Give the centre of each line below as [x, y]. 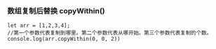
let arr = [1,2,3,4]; [39, 26]
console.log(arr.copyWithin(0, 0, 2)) [64, 39]
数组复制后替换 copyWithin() [56, 10]
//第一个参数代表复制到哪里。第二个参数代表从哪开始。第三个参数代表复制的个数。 [110, 33]
